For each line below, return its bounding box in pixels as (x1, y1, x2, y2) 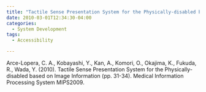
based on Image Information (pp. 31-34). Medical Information (29, 73, 184, 79)
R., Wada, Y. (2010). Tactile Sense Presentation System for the (6, 66, 164, 73)
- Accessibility (12, 37, 53, 43)
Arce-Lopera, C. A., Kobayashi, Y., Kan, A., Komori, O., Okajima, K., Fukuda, (6, 59, 197, 66)
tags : (6, 32, 20, 38)
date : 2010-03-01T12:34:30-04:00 (6, 15, 92, 21)
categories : (6, 20, 37, 26)
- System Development (12, 26, 67, 32)
